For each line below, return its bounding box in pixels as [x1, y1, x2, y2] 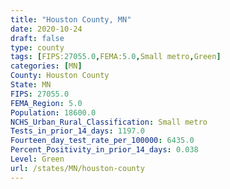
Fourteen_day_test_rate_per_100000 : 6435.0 [10, 136, 195, 146]
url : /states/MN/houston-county [10, 163, 145, 173]
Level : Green [10, 154, 65, 164]
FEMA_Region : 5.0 [10, 98, 83, 108]
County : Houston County [10, 71, 110, 81]
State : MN [10, 80, 52, 90]
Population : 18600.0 [10, 107, 97, 118]
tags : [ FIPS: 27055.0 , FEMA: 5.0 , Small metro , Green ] [10, 52, 222, 62]
